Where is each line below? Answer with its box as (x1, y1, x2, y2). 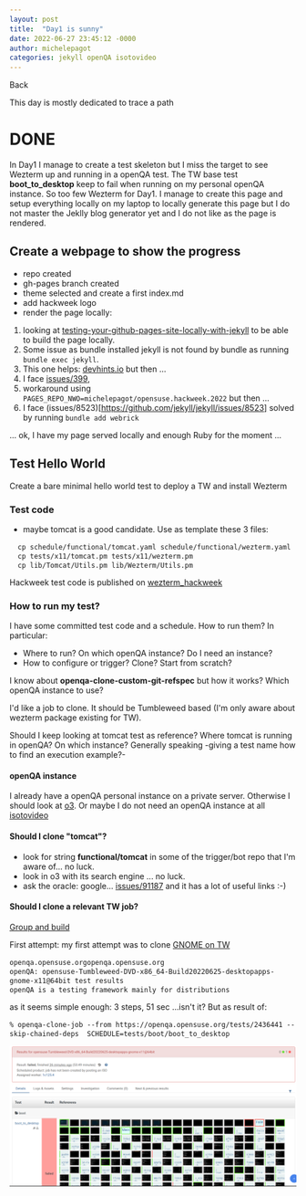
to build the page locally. (22, 334, 116, 345)
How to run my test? (9, 599, 100, 612)
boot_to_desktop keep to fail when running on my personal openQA (9, 179, 265, 190)
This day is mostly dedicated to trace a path (9, 97, 175, 109)
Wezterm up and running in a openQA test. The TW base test (9, 169, 239, 180)
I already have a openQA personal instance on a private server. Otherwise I (9, 791, 291, 802)
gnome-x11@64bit (9, 976, 71, 985)
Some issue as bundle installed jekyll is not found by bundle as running (22, 343, 290, 355)
